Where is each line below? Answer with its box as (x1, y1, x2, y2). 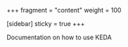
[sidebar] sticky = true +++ (6, 20, 85, 27)
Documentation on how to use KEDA (6, 33, 112, 41)
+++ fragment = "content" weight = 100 (6, 6, 122, 14)
